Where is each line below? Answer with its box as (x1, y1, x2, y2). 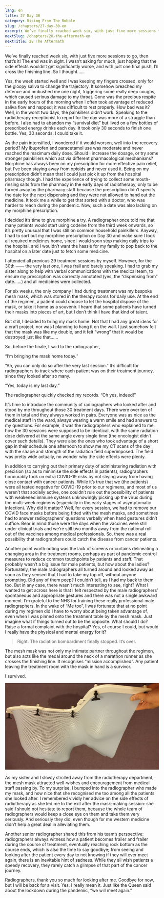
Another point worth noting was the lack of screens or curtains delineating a (5, 545, 158, 551)
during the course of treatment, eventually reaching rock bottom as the (5, 842, 148, 847)
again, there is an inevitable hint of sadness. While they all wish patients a (5, 857, 153, 863)
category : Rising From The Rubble (5, 18, 76, 23)
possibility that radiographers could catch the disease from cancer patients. (5, 536, 158, 542)
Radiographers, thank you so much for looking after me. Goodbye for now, (5, 877, 155, 883)
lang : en (5, 8, 23, 13)
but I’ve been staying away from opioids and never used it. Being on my (5, 166, 149, 172)
